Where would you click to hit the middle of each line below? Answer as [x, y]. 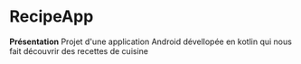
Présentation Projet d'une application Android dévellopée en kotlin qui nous [150, 41]
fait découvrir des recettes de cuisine [79, 50]
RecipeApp [52, 17]
